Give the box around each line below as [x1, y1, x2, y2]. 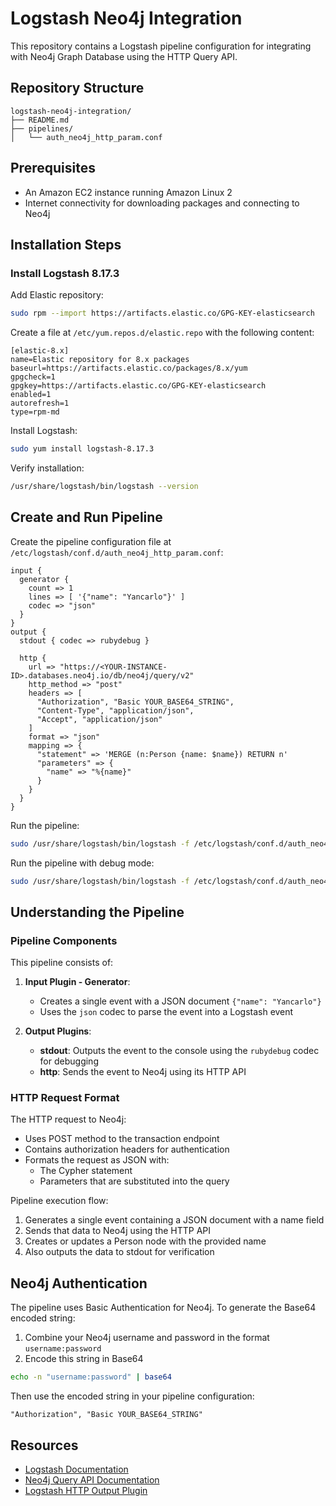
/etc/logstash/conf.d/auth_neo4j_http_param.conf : [10, 546, 224, 558]
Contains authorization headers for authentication [24, 1143, 230, 1156]
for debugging [39, 1055, 99, 1067]
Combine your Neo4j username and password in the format [24, 1332, 270, 1344]
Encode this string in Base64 [24, 1353, 144, 1365]
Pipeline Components [10, 933, 118, 947]
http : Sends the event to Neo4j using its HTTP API [39, 1066, 247, 1078]
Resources [10, 1437, 79, 1454]
